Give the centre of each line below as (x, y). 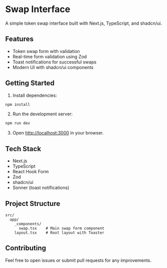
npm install (18, 104)
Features (19, 39)
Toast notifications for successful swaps (54, 62)
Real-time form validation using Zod (50, 56)
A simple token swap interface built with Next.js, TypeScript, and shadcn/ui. (84, 23)
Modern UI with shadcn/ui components (53, 67)
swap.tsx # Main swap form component (61, 228)
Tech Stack (23, 149)
